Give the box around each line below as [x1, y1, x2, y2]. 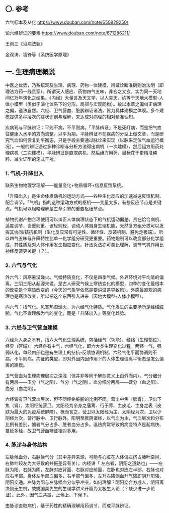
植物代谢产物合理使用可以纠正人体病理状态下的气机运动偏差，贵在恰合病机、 [5, 216, 164, 222]
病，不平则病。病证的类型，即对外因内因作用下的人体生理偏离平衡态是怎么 [5, 355, 159, 361]
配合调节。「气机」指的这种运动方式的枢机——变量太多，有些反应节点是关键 [5, 199, 162, 205]
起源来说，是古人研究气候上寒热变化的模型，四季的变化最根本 [36, 281, 164, 287]
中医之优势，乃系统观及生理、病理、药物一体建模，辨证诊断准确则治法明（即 [5, 82, 164, 88]
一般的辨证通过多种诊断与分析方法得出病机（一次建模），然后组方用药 [16, 143, 159, 149]
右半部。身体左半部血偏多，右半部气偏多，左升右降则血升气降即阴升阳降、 [9, 473, 164, 479]
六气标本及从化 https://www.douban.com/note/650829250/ [5, 19, 129, 25]
